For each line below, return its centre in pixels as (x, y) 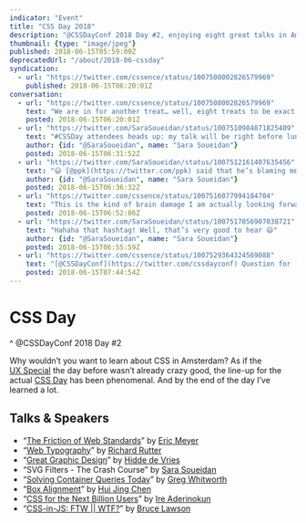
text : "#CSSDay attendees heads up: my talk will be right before (154, 137)
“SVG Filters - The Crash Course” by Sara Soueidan (119, 469)
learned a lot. (34, 390)
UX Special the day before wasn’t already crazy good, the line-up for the (146, 370)
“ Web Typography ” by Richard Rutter (92, 450)
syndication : (34, 69)
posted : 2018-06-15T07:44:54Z (83, 273)
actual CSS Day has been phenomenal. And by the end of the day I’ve (140, 380)
